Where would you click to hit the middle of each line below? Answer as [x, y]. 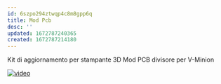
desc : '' [20, 27]
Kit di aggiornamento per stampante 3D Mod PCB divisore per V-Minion [111, 59]
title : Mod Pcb [29, 20]
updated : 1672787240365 [42, 33]
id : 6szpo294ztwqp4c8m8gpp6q [50, 14]
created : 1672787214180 [42, 40]
